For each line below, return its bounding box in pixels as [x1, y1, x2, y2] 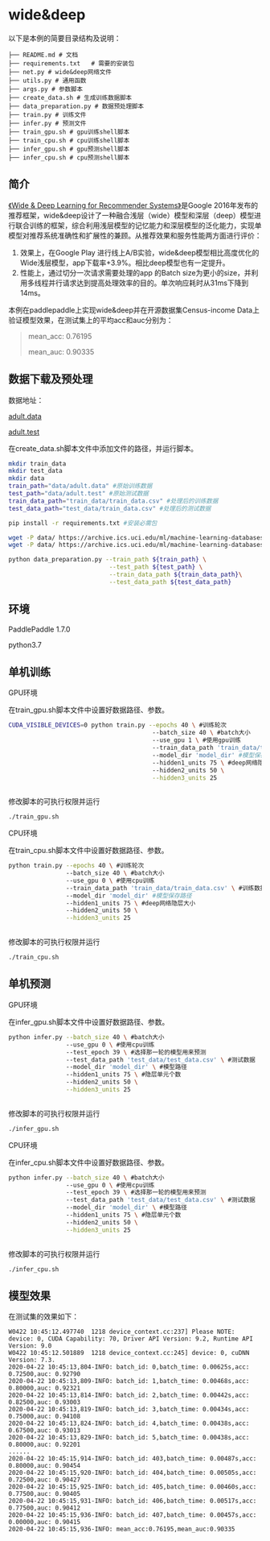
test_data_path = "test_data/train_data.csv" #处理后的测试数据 [8, 504, 211, 512]
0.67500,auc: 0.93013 [8, 1427, 81, 1435]
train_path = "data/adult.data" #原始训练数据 [8, 482, 153, 491]
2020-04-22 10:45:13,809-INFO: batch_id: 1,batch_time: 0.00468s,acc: [8, 1377, 250, 1386]
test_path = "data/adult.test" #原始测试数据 [8, 490, 149, 498]
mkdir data [8, 474, 45, 483]
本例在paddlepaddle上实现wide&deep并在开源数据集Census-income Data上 [8, 304, 260, 315]
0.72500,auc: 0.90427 [8, 1476, 81, 1484]
